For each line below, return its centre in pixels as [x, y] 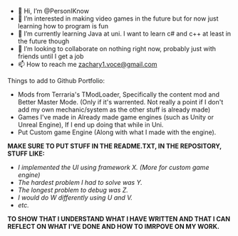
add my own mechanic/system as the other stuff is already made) [114, 109]
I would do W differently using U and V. [75, 198]
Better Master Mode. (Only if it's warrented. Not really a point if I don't [120, 102]
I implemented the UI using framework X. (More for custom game [113, 167]
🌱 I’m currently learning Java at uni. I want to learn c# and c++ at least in [124, 33]
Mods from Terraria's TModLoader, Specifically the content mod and [118, 95]
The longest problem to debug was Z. [73, 190]
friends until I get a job [51, 56]
